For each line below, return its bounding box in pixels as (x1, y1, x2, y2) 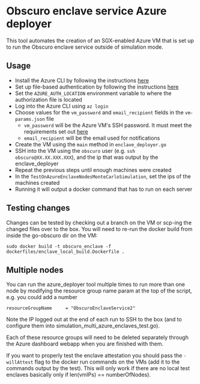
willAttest (6, 359, 34, 365)
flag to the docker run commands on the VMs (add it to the (34, 358, 180, 365)
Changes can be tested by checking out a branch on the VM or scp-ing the (6, 218, 192, 226)
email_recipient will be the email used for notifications (23, 134, 160, 141)
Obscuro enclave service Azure (6, 4, 167, 18)
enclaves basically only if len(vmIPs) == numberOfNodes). (6, 371, 151, 379)
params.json (14, 116, 45, 122)
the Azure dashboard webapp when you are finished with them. (6, 340, 164, 347)
